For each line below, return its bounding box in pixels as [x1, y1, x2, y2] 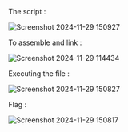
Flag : [8, 100, 27, 109]
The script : [8, 7, 46, 16]
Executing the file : [8, 69, 70, 78]
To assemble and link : [8, 38, 82, 47]
